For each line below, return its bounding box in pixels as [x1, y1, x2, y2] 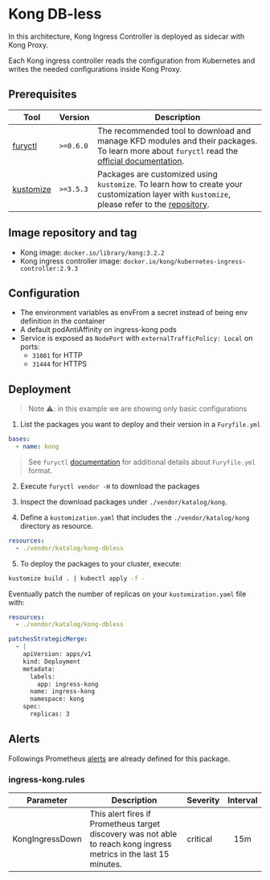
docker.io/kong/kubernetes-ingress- [123, 257, 247, 266]
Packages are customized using [97, 168, 219, 180]
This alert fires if [89, 808, 151, 820]
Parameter [27, 795, 68, 806]
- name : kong [15, 442, 59, 451]
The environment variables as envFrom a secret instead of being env [19, 308, 247, 318]
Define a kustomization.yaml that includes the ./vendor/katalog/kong [19, 513, 250, 522]
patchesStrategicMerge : [8, 635, 88, 643]
